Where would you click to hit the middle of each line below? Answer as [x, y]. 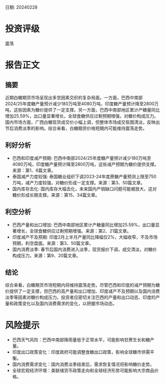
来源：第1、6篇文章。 [34, 170]
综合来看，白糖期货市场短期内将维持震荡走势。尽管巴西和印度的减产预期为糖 [82, 285]
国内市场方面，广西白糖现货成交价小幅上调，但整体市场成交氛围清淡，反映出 [82, 122]
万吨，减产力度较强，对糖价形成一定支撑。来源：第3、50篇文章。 [79, 182]
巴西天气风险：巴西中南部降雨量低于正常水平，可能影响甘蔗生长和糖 [81, 340]
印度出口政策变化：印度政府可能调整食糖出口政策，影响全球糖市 [77, 352]
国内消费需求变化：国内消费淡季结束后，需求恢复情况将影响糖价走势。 [83, 364]
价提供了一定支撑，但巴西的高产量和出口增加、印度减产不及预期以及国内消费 [82, 291]
